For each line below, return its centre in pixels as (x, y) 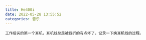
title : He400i (20, 10)
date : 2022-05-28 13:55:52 (33, 14)
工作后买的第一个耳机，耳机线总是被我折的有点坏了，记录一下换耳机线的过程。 (74, 33)
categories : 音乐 (23, 19)
